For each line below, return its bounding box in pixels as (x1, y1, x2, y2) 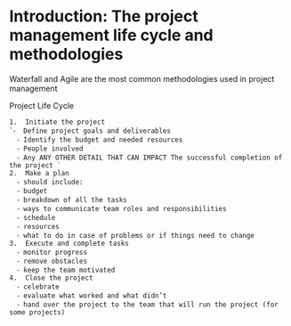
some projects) (9, 307, 66, 317)
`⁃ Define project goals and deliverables (9, 126, 172, 135)
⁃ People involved (17, 144, 84, 153)
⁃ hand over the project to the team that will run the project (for (17, 300, 279, 309)
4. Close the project (9, 273, 93, 282)
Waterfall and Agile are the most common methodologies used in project (9, 73, 275, 84)
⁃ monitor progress (17, 248, 87, 257)
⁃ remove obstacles (17, 257, 87, 265)
